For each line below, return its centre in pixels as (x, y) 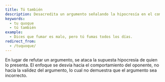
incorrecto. (16, 75)
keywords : (15, 19)
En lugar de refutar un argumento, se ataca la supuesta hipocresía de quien (82, 60)
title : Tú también (24, 10)
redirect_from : (21, 41)
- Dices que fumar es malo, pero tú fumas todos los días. (71, 37)
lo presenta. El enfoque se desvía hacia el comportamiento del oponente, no (82, 65)
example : (14, 32)
